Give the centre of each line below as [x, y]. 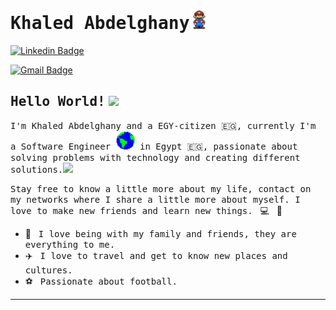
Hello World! [58, 102]
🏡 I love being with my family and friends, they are [160, 234]
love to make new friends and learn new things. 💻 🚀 [146, 211]
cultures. [48, 270]
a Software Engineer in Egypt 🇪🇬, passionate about [154, 147]
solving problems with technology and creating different [155, 158]
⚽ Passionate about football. [101, 281]
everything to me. [70, 245]
